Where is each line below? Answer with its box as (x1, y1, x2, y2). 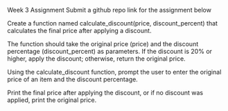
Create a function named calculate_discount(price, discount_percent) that (7, 19, 218, 27)
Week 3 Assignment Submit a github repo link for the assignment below (7, 6, 211, 14)
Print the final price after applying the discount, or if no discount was (7, 89, 203, 97)
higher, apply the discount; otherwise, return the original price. (7, 54, 186, 63)
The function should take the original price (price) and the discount (7, 40, 199, 48)
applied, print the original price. (7, 96, 97, 104)
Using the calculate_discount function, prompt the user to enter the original (7, 68, 222, 76)
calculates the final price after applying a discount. (7, 27, 152, 34)
